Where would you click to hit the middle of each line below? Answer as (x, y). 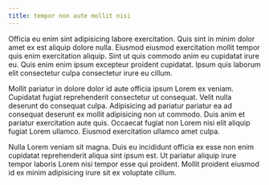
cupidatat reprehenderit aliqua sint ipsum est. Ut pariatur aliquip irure (122, 155)
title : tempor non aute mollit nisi (69, 16)
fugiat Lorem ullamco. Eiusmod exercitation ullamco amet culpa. (114, 131)
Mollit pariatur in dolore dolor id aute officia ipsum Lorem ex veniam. (121, 88)
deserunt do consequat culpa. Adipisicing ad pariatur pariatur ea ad (120, 105)
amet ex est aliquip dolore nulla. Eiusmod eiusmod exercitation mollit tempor (134, 47)
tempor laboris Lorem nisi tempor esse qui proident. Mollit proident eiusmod (134, 164)
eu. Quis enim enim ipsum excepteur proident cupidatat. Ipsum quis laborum (134, 64)
